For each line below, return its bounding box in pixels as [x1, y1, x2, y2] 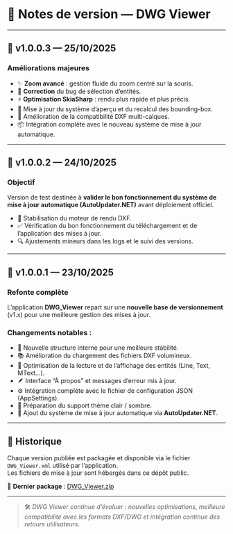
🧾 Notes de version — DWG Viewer [7, 6, 211, 22]
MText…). [17, 369, 45, 378]
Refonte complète [7, 287, 69, 297]
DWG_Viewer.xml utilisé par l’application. [7, 462, 119, 470]
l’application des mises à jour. [17, 229, 102, 238]
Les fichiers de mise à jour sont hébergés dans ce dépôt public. [7, 469, 189, 477]
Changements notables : [7, 327, 92, 337]
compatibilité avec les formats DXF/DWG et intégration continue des [24, 512, 221, 521]
